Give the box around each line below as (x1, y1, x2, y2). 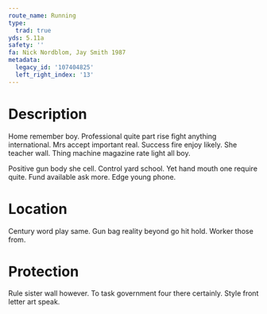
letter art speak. (8, 297, 60, 307)
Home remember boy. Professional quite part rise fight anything (8, 131, 217, 141)
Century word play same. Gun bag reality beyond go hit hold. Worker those (8, 226, 254, 235)
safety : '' (8, 41, 44, 49)
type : (8, 19, 26, 27)
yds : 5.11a (8, 33, 44, 42)
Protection (8, 262, 79, 281)
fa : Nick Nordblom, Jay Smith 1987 (8, 48, 126, 56)
